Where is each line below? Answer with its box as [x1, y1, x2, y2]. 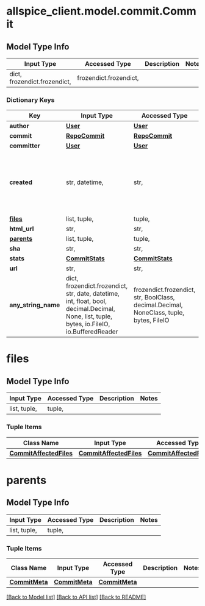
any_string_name [9, 301, 60, 309]
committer [9, 141, 41, 150]
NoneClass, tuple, [133, 308, 185, 317]
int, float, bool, [66, 297, 107, 305]
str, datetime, [66, 178, 104, 187]
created [9, 178, 32, 187]
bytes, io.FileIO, [66, 320, 110, 329]
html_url [9, 224, 34, 233]
